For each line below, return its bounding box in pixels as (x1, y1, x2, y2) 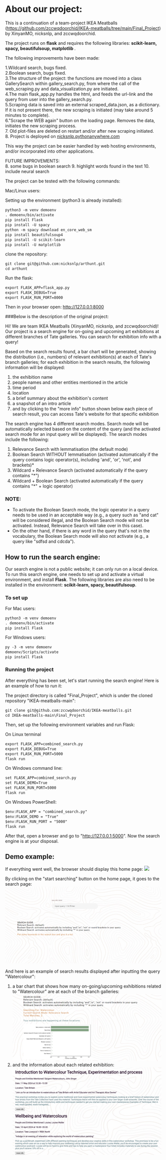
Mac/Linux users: (5, 187, 41, 193)
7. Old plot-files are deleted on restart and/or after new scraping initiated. (5, 128, 155, 134)
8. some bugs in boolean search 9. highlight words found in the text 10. (5, 163, 150, 169)
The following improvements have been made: (5, 55, 100, 61)
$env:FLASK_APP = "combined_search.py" (5, 809, 88, 814)
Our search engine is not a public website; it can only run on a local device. (5, 566, 159, 572)
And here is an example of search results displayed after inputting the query (5, 968, 160, 975)
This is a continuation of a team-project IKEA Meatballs (5, 20, 118, 26)
